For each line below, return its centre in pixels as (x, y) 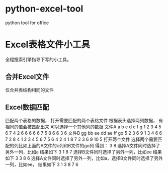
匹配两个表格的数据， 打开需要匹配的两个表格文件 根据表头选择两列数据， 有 (84, 120)
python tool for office (27, 23)
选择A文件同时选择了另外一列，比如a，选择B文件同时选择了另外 (97, 158)
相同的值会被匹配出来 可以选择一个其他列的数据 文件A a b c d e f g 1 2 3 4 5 (83, 127)
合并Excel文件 (27, 77)
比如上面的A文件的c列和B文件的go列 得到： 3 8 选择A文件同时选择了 (89, 145)
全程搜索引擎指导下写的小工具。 (38, 59)
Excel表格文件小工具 (48, 45)
